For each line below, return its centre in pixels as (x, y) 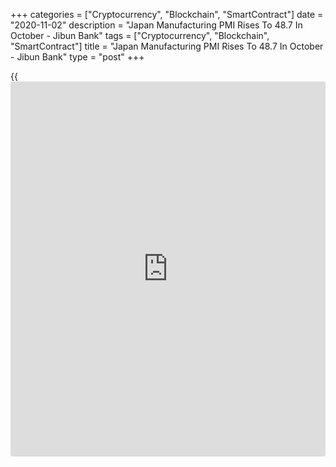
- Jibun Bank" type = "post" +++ (77, 57)
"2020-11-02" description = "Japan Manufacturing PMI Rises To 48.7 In (156, 25)
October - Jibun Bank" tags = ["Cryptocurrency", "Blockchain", (140, 35)
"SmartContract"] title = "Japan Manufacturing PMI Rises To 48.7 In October (167, 46)
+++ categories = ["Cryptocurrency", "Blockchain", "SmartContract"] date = (167, 14)
